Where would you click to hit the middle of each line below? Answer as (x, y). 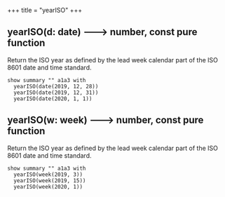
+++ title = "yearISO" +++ (45, 10)
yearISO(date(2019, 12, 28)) (56, 86)
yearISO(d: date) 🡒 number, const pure (102, 32)
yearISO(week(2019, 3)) (48, 175)
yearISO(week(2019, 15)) (50, 181)
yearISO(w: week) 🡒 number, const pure (105, 120)
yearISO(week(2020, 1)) (48, 186)
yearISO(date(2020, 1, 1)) (53, 98)
